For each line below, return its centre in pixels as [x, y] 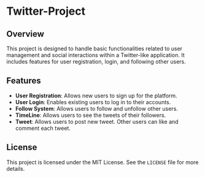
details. [16, 168]
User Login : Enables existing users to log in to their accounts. [93, 102]
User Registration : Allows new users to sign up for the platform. [96, 96]
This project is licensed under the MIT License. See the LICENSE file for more [102, 162]
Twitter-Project [46, 11]
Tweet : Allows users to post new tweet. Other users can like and [97, 121]
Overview [25, 34]
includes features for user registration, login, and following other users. [96, 62]
